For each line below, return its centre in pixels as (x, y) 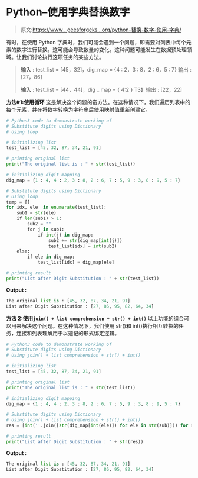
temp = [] (18, 202)
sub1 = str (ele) (37, 213)
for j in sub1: (46, 229)
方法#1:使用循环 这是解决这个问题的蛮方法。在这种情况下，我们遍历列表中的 (98, 102)
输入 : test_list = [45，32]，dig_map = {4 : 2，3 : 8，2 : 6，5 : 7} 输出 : (106, 69)
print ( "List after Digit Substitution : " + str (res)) (75, 441)
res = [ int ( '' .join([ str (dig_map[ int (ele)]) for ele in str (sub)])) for (97, 426)
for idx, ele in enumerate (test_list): (57, 208)
